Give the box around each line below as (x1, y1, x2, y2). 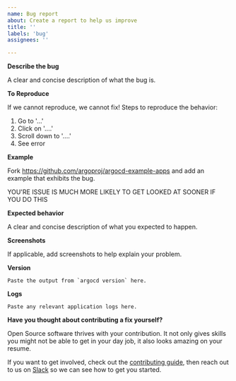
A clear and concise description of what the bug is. (7, 75, 156, 85)
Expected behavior (7, 209, 64, 217)
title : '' (7, 23, 37, 30)
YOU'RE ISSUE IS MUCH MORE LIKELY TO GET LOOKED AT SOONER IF (7, 188, 216, 196)
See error (17, 139, 46, 148)
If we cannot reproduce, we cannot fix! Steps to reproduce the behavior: (7, 103, 218, 111)
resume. (7, 344, 32, 353)
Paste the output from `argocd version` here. (7, 277, 147, 284)
